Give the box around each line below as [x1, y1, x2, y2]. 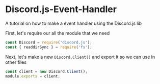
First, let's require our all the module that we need [5, 30, 110, 36]
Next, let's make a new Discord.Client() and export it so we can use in [5, 54, 155, 60]
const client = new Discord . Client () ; [5, 69, 88, 74]
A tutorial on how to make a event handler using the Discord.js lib [5, 20, 142, 26]
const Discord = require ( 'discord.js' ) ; [5, 39, 93, 45]
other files [5, 59, 27, 65]
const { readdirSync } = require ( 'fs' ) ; [5, 45, 93, 50]
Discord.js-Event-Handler [5, 4, 117, 15]
